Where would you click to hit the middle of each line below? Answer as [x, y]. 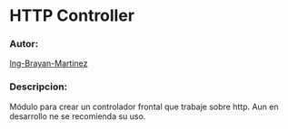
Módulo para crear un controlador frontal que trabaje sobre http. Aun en [144, 106]
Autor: [24, 44]
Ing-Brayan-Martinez [49, 63]
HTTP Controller [72, 16]
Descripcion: [39, 87]
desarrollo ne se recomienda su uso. [78, 116]
